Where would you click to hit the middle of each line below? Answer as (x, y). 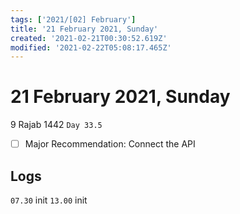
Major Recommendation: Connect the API (110, 144)
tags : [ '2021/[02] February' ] (73, 19)
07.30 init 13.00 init (49, 200)
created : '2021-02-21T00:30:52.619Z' (89, 38)
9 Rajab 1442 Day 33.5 (56, 125)
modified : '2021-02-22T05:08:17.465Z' (91, 47)
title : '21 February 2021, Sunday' (84, 29)
